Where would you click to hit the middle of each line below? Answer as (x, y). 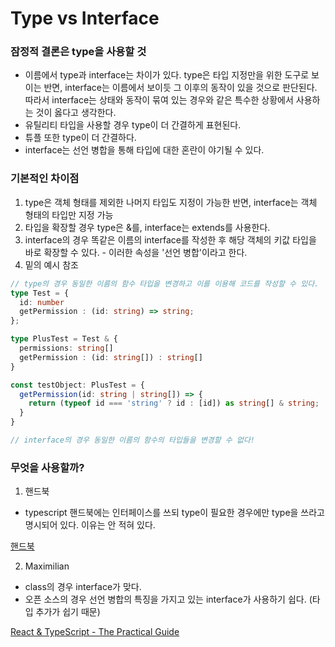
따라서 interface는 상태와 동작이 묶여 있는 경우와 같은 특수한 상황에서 (159, 100)
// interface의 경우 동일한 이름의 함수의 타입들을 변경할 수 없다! (133, 440)
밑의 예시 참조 (51, 264)
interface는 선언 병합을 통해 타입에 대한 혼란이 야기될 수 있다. (144, 150)
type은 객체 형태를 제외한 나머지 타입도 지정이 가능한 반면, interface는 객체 (171, 202)
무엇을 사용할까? (47, 467)
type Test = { (40, 293)
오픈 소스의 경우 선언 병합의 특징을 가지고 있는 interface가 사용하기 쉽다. (165, 599)
